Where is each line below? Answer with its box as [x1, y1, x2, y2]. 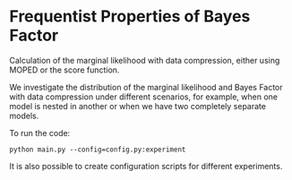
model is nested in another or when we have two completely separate [9, 100, 267, 111]
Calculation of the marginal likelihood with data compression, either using [9, 55, 280, 65]
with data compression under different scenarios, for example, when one [9, 91, 278, 102]
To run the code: [9, 127, 71, 138]
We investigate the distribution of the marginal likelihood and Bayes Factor [9, 81, 284, 92]
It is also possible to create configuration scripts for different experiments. [9, 160, 283, 171]
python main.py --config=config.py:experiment [9, 145, 186, 154]
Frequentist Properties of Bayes [9, 6, 251, 27]
